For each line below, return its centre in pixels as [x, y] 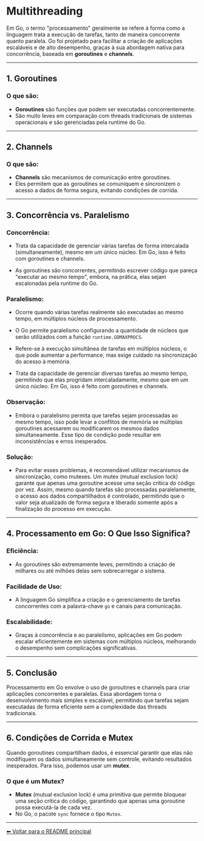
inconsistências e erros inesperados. [61, 441]
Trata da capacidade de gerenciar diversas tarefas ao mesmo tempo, [101, 373]
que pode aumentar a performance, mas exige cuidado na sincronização [106, 355]
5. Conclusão [32, 673]
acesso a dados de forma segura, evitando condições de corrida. [97, 190]
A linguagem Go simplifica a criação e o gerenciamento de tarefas [98, 599]
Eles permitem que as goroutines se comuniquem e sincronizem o [98, 184]
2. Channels [29, 147]
